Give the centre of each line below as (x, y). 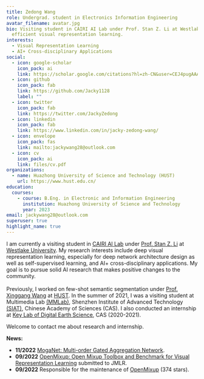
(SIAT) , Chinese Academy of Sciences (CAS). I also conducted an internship (101, 308)
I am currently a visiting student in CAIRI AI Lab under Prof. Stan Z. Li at (95, 244)
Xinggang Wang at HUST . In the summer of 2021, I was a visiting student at (100, 295)
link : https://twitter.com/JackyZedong (68, 114)
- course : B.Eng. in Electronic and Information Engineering (96, 198)
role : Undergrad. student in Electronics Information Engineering (92, 18)
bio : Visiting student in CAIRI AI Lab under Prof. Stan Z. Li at (92, 29)
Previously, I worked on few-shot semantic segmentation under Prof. (92, 289)
